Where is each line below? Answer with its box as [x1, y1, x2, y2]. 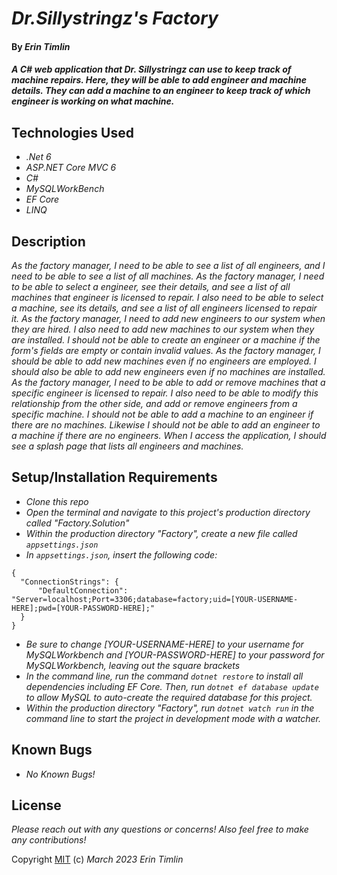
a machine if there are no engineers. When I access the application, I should [11, 430, 327, 441]
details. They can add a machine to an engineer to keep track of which [11, 85, 311, 97]
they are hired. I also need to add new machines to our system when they [11, 323, 315, 335]
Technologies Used [11, 124, 134, 141]
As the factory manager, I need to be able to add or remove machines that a [11, 377, 326, 388]
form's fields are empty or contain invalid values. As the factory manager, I [11, 345, 321, 356]
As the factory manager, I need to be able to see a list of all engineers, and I [11, 260, 326, 271]
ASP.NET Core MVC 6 [25, 162, 117, 174]
